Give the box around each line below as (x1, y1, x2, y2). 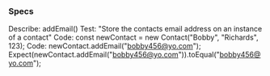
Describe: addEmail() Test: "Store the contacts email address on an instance (8, 24, 263, 34)
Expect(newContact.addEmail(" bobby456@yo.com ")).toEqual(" (8, 50, 220, 60)
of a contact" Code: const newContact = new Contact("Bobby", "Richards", (8, 32, 259, 42)
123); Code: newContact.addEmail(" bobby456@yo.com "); (8, 41, 201, 51)
